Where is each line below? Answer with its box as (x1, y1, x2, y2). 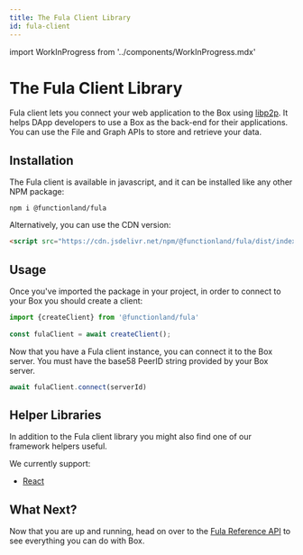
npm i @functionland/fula (9, 204, 106, 213)
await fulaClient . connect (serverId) (9, 382, 147, 392)
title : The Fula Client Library (9, 13, 131, 23)
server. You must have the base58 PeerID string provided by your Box (9, 355, 269, 366)
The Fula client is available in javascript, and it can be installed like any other (9, 177, 293, 187)
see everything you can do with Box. (9, 535, 145, 546)
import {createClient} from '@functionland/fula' (9, 313, 200, 322)
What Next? (9, 502, 78, 517)
